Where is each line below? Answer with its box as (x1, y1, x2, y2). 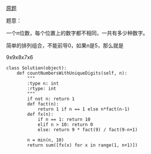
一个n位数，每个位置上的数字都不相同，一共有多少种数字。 (6, 29, 149, 36)
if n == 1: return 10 (37, 116, 91, 122)
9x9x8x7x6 (6, 54, 33, 61)
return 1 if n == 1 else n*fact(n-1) (37, 106, 130, 112)
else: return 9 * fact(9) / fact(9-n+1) (37, 127, 138, 133)
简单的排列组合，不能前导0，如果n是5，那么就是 (6, 42, 124, 49)
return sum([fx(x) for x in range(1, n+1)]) (27, 142, 138, 148)
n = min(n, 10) (27, 137, 65, 143)
